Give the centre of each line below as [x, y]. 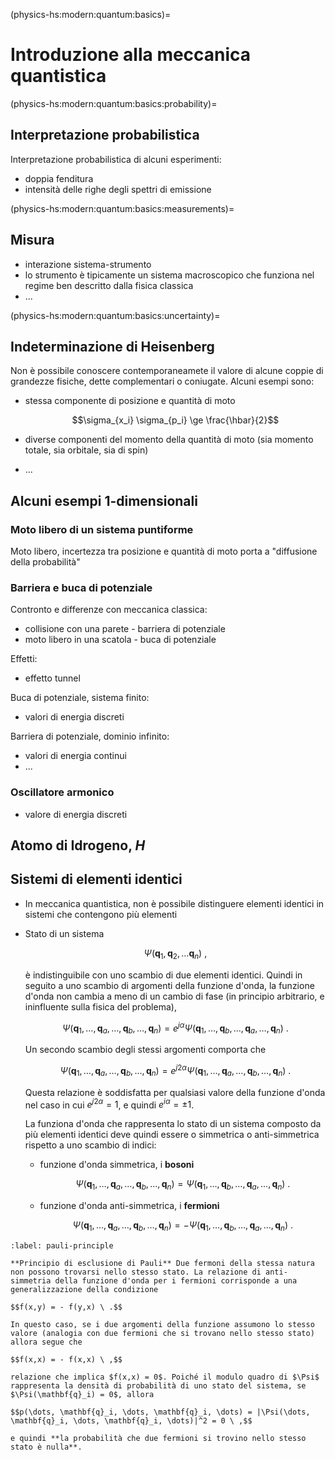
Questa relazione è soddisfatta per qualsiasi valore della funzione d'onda [175, 1092]
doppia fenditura [59, 178]
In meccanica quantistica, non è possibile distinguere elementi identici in [174, 903]
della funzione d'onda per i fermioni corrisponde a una [176, 1280]
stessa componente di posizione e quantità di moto [130, 401]
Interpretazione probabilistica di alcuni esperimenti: [116, 159]
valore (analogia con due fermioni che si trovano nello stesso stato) [162, 1333]
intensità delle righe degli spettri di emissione [118, 189]
